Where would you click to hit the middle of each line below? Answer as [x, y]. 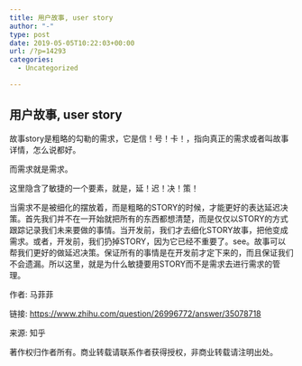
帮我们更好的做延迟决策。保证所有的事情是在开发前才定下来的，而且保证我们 [151, 252]
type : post [30, 34]
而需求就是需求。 [41, 169]
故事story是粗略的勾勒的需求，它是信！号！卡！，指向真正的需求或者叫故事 [149, 138]
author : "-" [32, 26]
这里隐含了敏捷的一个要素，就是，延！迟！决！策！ [104, 188]
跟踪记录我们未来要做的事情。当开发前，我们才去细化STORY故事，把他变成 [149, 230]
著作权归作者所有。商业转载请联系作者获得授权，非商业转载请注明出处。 [143, 352]
